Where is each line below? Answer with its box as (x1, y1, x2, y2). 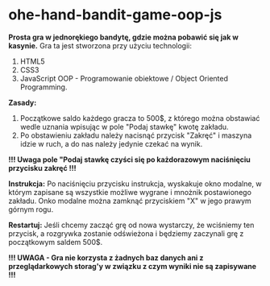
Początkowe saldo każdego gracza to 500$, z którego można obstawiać (19, 113, 260, 122)
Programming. (19, 82, 68, 92)
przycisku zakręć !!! (8, 163, 77, 172)
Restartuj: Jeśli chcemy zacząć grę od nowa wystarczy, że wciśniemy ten (8, 220, 255, 230)
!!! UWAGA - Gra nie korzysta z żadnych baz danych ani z (8, 252, 204, 263)
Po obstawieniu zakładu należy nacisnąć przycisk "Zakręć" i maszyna (19, 131, 252, 140)
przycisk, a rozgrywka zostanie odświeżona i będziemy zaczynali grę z (8, 228, 244, 238)
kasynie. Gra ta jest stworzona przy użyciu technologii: (8, 40, 192, 50)
